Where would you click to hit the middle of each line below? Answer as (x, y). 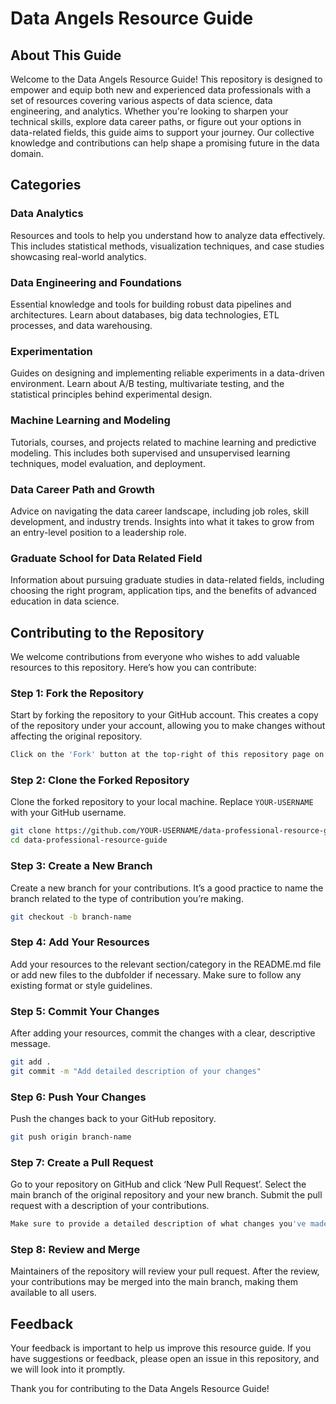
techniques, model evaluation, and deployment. (108, 463)
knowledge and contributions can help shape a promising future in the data (165, 143)
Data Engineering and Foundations (96, 282)
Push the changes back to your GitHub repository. (113, 1119)
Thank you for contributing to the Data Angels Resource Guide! (140, 1389)
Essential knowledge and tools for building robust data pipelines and (151, 304)
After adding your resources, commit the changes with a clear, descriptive (163, 1033)
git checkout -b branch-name (71, 917)
